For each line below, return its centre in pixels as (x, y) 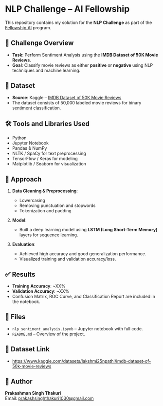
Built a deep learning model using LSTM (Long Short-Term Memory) (88, 230)
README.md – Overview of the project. (48, 334)
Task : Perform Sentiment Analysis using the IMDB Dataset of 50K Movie (85, 55)
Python (19, 138)
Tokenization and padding (45, 211)
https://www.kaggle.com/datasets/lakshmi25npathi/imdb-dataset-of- (81, 361)
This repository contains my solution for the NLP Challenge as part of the (79, 22)
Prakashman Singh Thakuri (33, 393)
